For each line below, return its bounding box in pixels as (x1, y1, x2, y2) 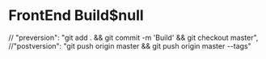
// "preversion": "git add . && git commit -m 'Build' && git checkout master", (8, 33, 259, 42)
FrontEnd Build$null (8, 6, 144, 25)
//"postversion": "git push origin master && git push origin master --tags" (8, 41, 252, 50)
